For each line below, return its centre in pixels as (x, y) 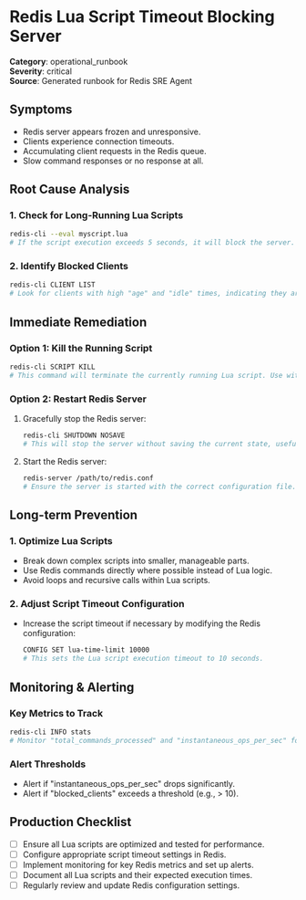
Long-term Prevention (74, 514)
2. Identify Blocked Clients (69, 267)
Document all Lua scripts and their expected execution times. (138, 874)
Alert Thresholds (48, 764)
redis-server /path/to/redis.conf (88, 478)
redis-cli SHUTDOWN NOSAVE (74, 435)
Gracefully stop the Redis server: (84, 418)
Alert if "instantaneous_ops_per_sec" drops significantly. (128, 783)
